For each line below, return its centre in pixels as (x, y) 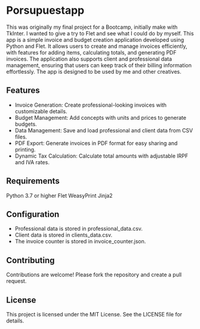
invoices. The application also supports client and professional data (89, 59)
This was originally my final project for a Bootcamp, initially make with (92, 27)
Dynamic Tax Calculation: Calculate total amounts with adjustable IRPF (101, 156)
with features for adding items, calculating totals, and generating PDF (91, 52)
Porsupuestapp (45, 10)
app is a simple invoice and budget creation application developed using (95, 40)
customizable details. (41, 111)
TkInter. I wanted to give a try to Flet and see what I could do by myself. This (100, 33)
